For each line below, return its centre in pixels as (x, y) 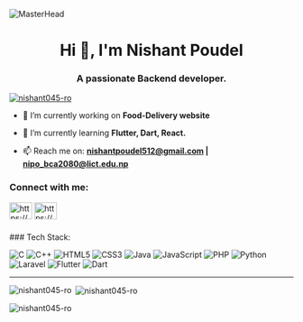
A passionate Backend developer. (151, 78)
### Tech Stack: (40, 237)
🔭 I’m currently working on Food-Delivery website (116, 115)
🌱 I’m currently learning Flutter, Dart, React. (104, 133)
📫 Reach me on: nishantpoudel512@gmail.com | (115, 151)
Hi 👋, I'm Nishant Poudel (151, 51)
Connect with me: (49, 188)
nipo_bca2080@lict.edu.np (75, 164)
